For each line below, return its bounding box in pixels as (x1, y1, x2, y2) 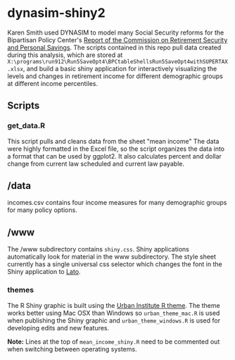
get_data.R (7, 121, 46, 131)
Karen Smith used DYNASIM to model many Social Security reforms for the (7, 28, 224, 37)
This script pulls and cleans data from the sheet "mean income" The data (7, 137, 220, 145)
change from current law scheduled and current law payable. (7, 159, 185, 168)
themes (7, 285, 34, 295)
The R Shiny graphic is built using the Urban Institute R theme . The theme (7, 301, 220, 309)
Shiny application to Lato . (7, 268, 81, 276)
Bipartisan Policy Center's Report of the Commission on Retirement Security (7, 35, 228, 44)
